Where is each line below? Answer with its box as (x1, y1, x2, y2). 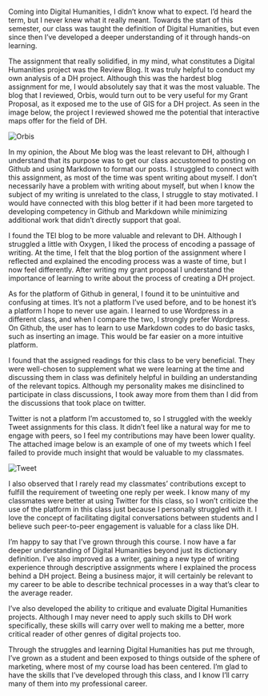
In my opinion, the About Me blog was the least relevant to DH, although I (8, 148, 250, 156)
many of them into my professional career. (8, 679, 148, 688)
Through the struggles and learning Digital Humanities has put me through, (8, 645, 255, 654)
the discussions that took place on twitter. (8, 399, 146, 407)
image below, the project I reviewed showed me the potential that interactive (8, 107, 260, 117)
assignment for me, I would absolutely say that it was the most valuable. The (8, 82, 261, 91)
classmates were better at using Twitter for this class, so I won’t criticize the (8, 496, 258, 505)
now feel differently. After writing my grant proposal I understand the (8, 265, 234, 274)
